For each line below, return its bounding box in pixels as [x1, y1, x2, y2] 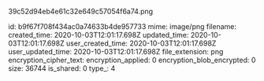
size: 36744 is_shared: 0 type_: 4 [8, 64, 116, 73]
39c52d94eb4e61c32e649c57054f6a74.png [8, 7, 154, 16]
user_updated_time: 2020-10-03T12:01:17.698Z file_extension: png [8, 47, 224, 56]
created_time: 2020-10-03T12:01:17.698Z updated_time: [8, 31, 189, 39]
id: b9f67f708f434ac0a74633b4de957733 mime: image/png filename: [8, 22, 236, 31]
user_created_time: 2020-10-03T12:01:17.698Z [65, 39, 217, 48]
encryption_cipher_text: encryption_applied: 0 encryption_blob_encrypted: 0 [8, 55, 256, 64]
